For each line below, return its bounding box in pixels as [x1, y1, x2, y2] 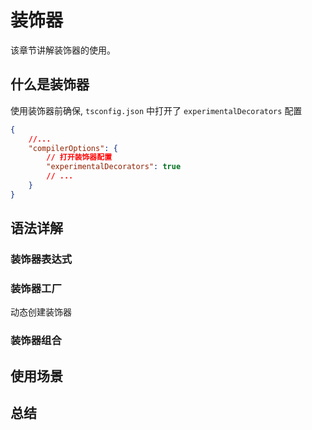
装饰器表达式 [10, 252, 73, 266]
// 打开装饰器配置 [46, 152, 113, 163]
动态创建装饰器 [10, 306, 72, 318]
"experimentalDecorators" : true [46, 162, 182, 172]
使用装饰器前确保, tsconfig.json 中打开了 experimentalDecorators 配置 [10, 104, 303, 116]
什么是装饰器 [10, 76, 90, 93]
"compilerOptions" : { [28, 143, 118, 153]
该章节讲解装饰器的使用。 [10, 44, 116, 56]
